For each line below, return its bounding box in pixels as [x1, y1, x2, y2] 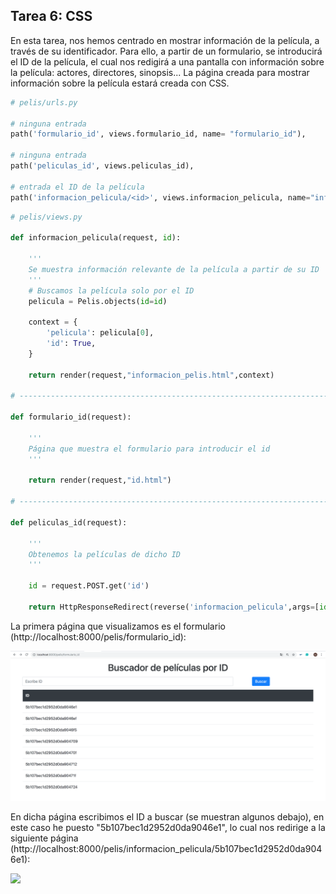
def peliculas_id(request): [10, 517, 128, 528]
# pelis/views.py [10, 212, 83, 222]
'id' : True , [46, 339, 97, 349]
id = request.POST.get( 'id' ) [28, 581, 150, 591]
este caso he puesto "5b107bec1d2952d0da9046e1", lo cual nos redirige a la [10, 822, 326, 833]
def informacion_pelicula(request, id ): [10, 233, 182, 243]
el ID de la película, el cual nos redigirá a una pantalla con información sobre [10, 55, 325, 68]
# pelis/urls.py [10, 97, 78, 108]
